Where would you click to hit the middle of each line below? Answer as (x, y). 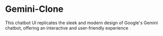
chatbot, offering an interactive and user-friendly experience (67, 28)
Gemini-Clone (34, 9)
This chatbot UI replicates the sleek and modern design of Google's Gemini (81, 23)
